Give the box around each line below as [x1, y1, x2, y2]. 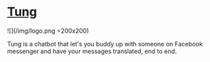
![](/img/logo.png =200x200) [7, 27, 89, 35]
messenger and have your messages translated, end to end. [7, 47, 177, 55]
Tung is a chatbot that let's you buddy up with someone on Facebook [7, 40, 203, 48]
